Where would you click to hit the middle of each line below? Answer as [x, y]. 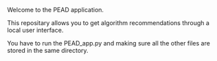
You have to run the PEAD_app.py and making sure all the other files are [109, 43]
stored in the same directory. [48, 50]
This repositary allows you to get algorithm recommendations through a [108, 23]
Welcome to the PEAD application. [56, 10]
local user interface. [35, 30]
